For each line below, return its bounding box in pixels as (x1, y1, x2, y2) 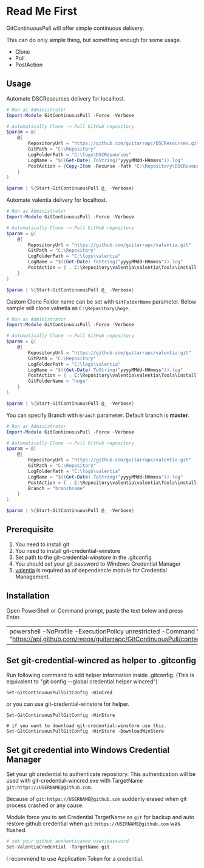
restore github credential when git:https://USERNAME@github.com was (6, 820, 181, 827)
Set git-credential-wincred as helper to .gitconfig (6, 655, 196, 666)
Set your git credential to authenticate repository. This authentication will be (6, 770, 196, 778)
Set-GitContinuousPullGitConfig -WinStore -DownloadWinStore (6, 728, 165, 735)
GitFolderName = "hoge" (28, 378, 88, 385)
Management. (15, 573, 50, 580)
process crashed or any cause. (6, 802, 84, 809)
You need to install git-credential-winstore (15, 547, 121, 554)
